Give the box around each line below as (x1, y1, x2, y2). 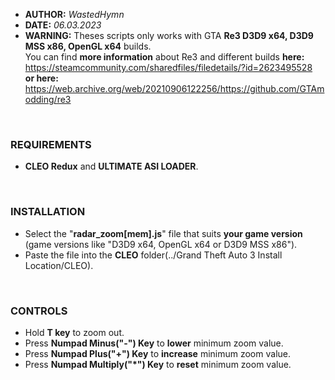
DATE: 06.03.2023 (24, 19, 102, 31)
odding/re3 (24, 94, 72, 105)
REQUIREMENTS (10, 137, 92, 151)
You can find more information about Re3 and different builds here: (24, 51, 305, 63)
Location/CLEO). (24, 259, 94, 271)
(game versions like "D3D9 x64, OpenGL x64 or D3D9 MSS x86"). (24, 238, 298, 250)
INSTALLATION (10, 205, 86, 219)
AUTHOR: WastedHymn (24, 9, 125, 20)
